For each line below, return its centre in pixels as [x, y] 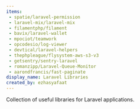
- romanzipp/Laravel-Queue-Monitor [52, 66]
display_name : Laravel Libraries [47, 77]
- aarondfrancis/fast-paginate [47, 72]
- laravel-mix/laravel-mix [42, 22]
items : [14, 11]
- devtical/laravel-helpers [43, 50]
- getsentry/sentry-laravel [43, 61]
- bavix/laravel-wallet [38, 34]
